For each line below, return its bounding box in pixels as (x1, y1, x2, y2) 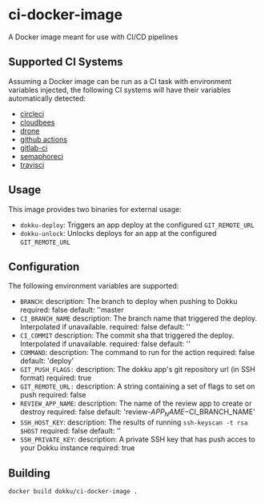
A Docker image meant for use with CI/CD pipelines (8, 32, 179, 42)
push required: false (19, 390, 86, 400)
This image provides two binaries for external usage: (8, 204, 182, 214)
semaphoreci (19, 151, 64, 161)
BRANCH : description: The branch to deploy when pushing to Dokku (19, 297, 238, 306)
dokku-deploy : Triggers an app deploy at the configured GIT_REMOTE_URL (19, 220, 255, 230)
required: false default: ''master (19, 305, 124, 315)
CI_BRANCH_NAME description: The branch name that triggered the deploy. (19, 313, 258, 323)
